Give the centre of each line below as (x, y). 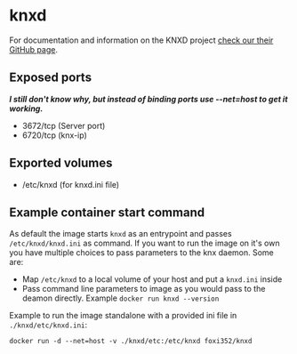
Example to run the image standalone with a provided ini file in (123, 316)
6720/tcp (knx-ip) (54, 135)
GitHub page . (33, 49)
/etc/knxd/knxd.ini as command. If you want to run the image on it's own (144, 243)
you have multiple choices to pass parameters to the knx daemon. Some (141, 253)
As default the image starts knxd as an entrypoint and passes (121, 234)
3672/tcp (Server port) (64, 125)
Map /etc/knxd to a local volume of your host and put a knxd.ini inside (152, 279)
